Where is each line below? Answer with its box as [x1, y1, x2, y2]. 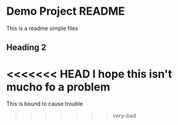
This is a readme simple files [6, 25, 78, 32]
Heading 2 [6, 42, 47, 53]
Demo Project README [6, 4, 125, 18]
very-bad [113, 112, 136, 119]
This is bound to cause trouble [6, 100, 83, 108]
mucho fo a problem [6, 80, 110, 94]
